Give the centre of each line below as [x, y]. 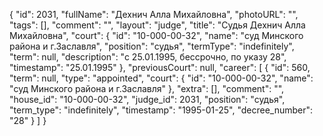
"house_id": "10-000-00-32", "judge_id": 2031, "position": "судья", [147, 99]
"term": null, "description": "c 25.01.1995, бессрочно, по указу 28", [148, 57]
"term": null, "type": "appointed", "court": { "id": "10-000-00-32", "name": [161, 78]
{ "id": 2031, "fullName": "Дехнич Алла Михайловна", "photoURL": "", [154, 14]
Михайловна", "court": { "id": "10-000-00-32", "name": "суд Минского [156, 35]
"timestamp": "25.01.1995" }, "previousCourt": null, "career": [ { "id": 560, [160, 67]
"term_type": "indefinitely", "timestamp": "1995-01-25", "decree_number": [161, 110]
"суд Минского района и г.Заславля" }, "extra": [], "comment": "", [147, 88]
